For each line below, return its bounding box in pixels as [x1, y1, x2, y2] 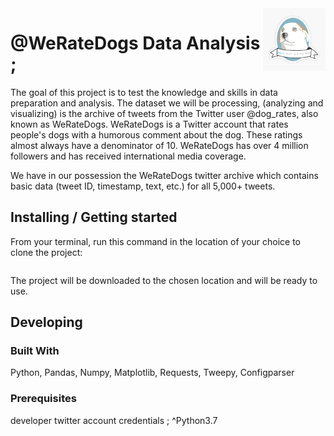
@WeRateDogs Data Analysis [10, 32, 261, 55]
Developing [10, 314, 83, 331]
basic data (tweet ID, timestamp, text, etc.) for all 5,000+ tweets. [10, 180, 276, 192]
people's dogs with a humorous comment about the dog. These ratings [10, 128, 303, 141]
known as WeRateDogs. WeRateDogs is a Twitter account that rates [10, 118, 289, 130]
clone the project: [10, 246, 83, 258]
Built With [10, 344, 60, 358]
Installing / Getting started [10, 209, 178, 226]
